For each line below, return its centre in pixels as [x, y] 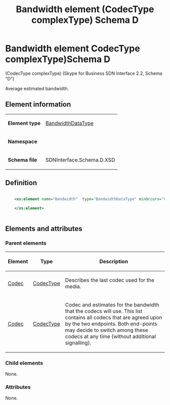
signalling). [78, 343]
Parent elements [26, 243]
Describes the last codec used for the [110, 280]
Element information [38, 105]
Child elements [24, 363]
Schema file [23, 159]
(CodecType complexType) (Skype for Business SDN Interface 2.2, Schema [84, 73]
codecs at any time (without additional [110, 336]
